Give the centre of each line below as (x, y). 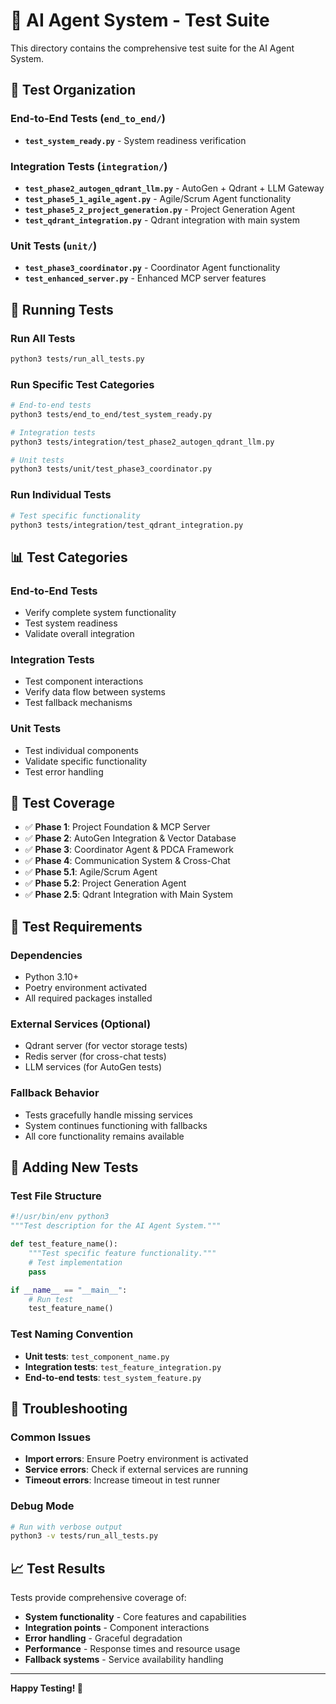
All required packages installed (88, 998)
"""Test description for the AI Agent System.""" (116, 1226)
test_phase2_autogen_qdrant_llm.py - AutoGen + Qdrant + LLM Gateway (174, 188)
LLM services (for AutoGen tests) (93, 1067)
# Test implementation (75, 1262)
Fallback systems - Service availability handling (124, 1660)
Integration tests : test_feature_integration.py (123, 1366)
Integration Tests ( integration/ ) (89, 166)
